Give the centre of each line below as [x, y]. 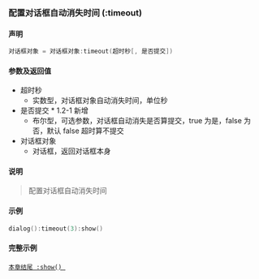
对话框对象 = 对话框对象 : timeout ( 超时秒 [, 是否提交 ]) [91, 52]
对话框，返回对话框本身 [71, 151]
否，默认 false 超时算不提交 [78, 131]
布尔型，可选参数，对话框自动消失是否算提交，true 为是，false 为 [142, 121]
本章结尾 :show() [35, 267]
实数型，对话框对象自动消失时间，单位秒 [100, 101]
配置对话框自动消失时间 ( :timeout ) [75, 12]
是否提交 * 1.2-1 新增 [54, 110]
